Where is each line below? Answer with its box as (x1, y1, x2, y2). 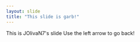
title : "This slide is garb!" (6, 14, 80, 20)
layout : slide (6, 8, 41, 14)
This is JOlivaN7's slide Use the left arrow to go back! (6, 29, 135, 36)
